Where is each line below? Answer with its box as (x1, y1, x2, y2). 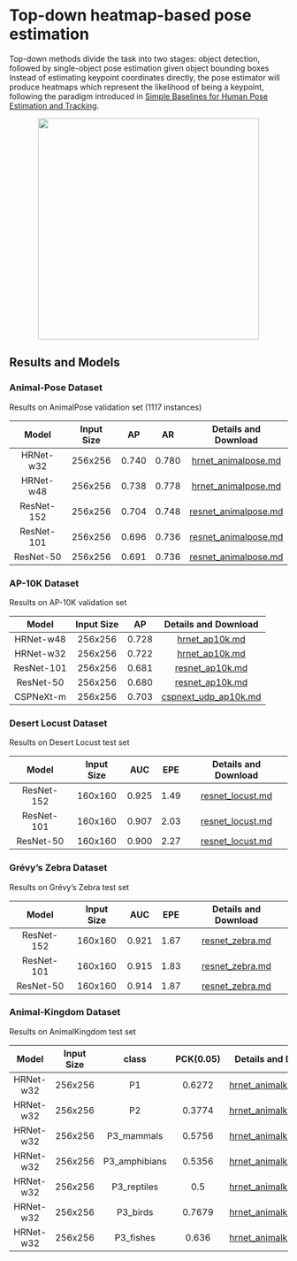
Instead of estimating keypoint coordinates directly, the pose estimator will (9, 72, 280, 82)
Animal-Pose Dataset (9, 381, 103, 394)
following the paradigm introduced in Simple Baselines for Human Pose (9, 90, 268, 102)
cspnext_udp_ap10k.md (161, 690, 262, 703)
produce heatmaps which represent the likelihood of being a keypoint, (9, 81, 264, 92)
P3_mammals (107, 1129, 164, 1142)
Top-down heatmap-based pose (9, 5, 252, 26)
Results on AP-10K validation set (9, 596, 127, 607)
